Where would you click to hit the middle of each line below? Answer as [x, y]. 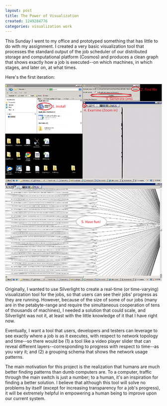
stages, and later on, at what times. [41, 68]
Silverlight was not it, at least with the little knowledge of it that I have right [81, 316]
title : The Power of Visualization [42, 16]
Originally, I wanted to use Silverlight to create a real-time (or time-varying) [82, 289]
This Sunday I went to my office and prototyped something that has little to [82, 41]
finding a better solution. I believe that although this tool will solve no [75, 383]
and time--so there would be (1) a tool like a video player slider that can [78, 341]
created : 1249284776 [27, 21]
